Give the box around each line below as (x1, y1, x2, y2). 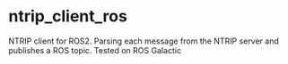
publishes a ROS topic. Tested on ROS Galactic (8, 44, 181, 55)
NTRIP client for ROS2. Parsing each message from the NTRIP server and (8, 36, 280, 46)
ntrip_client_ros (8, 6, 127, 27)
